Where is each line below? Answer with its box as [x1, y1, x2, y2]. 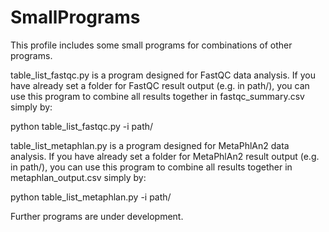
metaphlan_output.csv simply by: [10, 171, 147, 183]
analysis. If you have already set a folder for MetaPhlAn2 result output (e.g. [10, 150, 320, 162]
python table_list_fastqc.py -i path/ [10, 120, 154, 132]
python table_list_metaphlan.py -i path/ [10, 191, 172, 203]
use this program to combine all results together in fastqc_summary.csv [10, 90, 305, 102]
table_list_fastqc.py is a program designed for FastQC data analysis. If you [10, 69, 316, 81]
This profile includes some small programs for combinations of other [10, 39, 293, 51]
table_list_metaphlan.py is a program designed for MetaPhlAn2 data [10, 139, 290, 151]
